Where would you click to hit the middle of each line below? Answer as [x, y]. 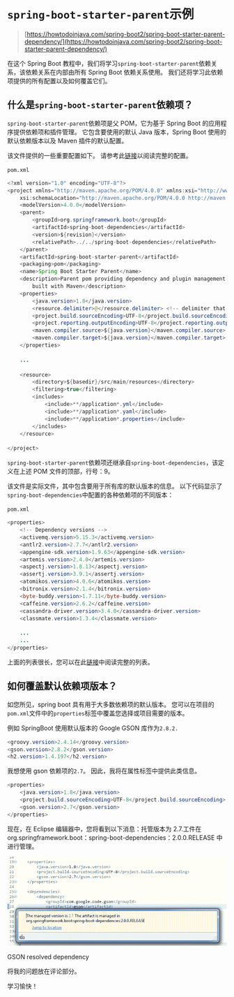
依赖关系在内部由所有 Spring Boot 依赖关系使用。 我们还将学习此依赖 [124, 72]
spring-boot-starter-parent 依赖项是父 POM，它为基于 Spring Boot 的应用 [114, 123]
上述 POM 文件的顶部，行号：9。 [67, 472]
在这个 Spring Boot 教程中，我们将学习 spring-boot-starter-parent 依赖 [109, 63]
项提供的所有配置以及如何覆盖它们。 [59, 80]
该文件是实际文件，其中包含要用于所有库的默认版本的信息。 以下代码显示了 [115, 486]
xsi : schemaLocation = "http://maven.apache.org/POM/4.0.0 [103, 198]
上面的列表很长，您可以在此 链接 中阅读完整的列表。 [80, 662]
